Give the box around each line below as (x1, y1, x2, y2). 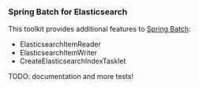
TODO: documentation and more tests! (8, 72, 134, 81)
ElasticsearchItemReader (19, 40, 101, 49)
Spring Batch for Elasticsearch (8, 6, 128, 17)
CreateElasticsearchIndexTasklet (19, 56, 126, 66)
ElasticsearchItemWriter (19, 48, 97, 58)
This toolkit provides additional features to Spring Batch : (8, 25, 191, 34)
